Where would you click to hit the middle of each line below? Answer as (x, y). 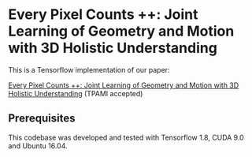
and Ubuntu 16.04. (38, 146)
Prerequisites (42, 119)
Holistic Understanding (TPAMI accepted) (76, 93)
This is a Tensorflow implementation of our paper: (89, 69)
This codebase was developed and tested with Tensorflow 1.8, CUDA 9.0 (126, 137)
